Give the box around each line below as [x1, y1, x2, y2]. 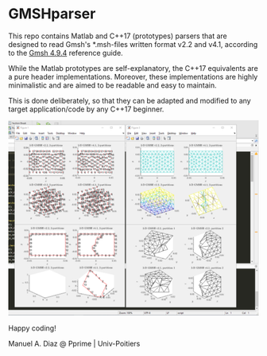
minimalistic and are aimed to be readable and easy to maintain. [8, 80, 217, 90]
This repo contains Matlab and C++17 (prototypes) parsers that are [8, 31, 228, 41]
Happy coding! [8, 323, 57, 333]
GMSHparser [8, 5, 96, 23]
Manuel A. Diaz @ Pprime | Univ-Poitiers [8, 338, 141, 348]
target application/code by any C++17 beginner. [8, 104, 164, 114]
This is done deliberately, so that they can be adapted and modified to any [8, 96, 252, 105]
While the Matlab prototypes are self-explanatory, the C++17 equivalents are [8, 63, 258, 72]
